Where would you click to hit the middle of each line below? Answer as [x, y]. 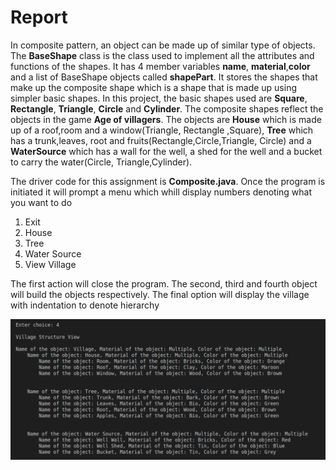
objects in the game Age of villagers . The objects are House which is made [166, 119]
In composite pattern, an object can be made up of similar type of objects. [163, 45]
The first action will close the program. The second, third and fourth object [164, 283]
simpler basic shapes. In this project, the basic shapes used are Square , [159, 98]
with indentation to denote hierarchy [85, 305]
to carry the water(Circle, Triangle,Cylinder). [101, 162]
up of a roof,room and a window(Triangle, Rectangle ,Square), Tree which [162, 130]
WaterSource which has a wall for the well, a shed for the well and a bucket [166, 151]
